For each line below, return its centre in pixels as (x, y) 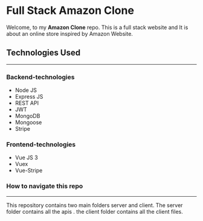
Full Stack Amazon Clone (70, 11)
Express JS (29, 97)
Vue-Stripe (29, 171)
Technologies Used (43, 53)
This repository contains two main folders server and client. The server (95, 205)
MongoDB (27, 116)
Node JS (26, 90)
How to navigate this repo (45, 186)
